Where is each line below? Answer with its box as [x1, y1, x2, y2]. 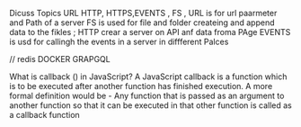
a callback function [9, 110, 81, 120]
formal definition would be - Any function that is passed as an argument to [9, 90, 285, 101]
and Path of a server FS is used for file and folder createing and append [9, 17, 276, 28]
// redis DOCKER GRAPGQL [9, 54, 111, 64]
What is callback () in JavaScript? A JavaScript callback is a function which [9, 71, 288, 82]
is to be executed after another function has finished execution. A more [9, 81, 273, 91]
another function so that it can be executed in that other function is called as [9, 100, 292, 111]
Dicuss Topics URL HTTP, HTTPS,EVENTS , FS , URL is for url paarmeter [9, 8, 278, 18]
